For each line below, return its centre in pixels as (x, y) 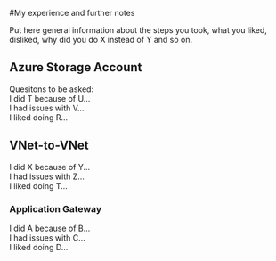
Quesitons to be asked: (52, 89)
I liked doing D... (39, 247)
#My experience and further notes (72, 13)
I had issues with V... (47, 108)
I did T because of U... (50, 98)
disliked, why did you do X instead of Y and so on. (101, 40)
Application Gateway (56, 208)
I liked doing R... (39, 117)
